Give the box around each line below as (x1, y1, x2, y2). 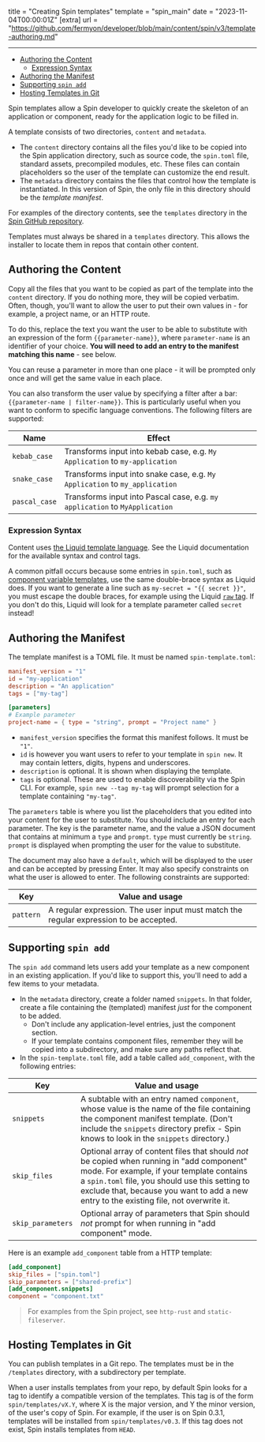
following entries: (19, 1061, 77, 1071)
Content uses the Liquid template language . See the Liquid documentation (8, 543, 250, 552)
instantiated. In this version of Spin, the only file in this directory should (19, 185, 251, 193)
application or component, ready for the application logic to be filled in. (8, 112, 239, 121)
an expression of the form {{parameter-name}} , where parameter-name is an (8, 332, 251, 342)
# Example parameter (8, 711, 77, 719)
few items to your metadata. (8, 978, 99, 988)
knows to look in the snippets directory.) (80, 1132, 230, 1143)
